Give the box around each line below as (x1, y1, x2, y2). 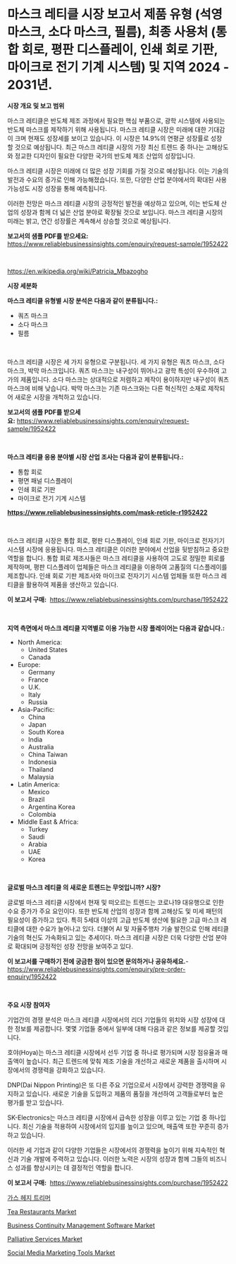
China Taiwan (27, 750, 68, 758)
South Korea (27, 727, 65, 736)
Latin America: (17, 780, 60, 789)
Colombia (27, 810, 56, 818)
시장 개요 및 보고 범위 (7, 101, 65, 110)
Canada (27, 653, 51, 661)
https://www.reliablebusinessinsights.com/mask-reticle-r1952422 (7, 508, 208, 516)
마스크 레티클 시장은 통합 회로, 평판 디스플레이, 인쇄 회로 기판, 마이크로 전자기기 (7, 536, 225, 544)
